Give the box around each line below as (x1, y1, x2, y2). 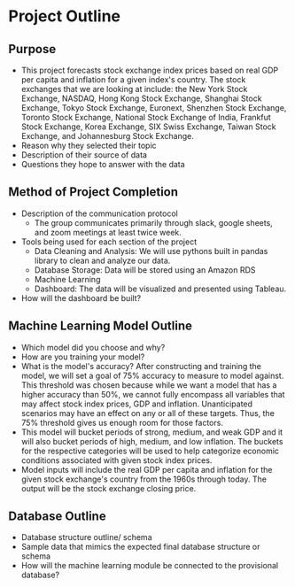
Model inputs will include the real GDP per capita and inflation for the (20, 464, 273, 475)
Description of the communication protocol (20, 208, 178, 219)
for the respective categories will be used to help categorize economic (20, 445, 280, 456)
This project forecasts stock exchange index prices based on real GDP (20, 65, 279, 75)
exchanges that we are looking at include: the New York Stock (20, 84, 248, 94)
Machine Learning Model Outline (8, 319, 192, 334)
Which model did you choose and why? (20, 342, 166, 352)
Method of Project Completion (8, 184, 179, 200)
